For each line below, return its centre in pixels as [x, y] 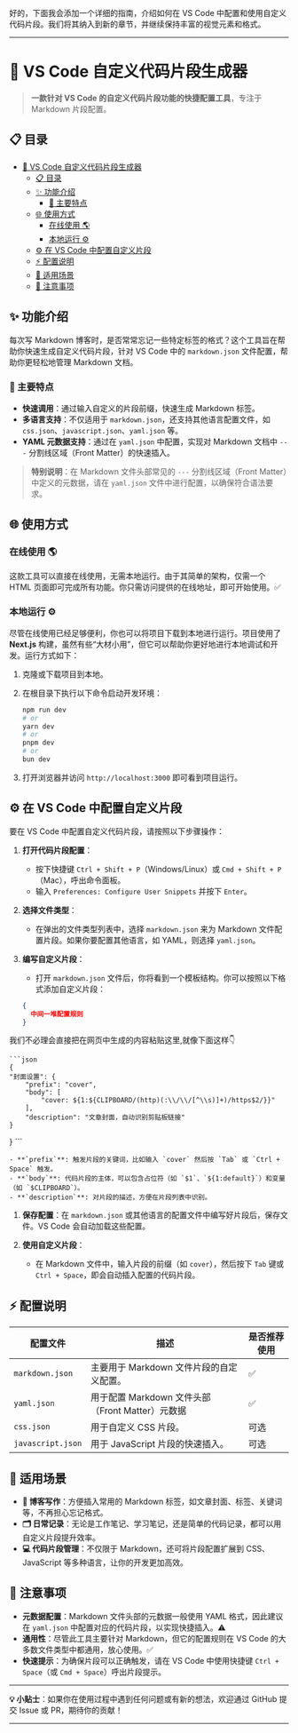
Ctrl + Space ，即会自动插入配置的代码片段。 [118, 1275]
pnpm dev [38, 743]
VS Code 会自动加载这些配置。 [94, 1226]
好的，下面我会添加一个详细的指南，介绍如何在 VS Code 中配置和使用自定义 [148, 13]
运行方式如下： [52, 655]
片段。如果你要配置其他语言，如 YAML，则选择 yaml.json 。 [152, 940]
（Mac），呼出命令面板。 [80, 880]
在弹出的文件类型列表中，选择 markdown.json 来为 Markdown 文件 [155, 929]
